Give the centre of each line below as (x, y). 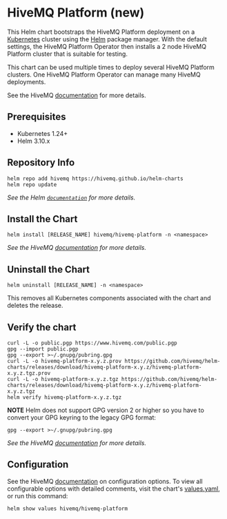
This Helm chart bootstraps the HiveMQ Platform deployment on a (101, 32)
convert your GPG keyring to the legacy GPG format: (82, 418)
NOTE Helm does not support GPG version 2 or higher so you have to (106, 410)
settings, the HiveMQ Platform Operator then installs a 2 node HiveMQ (107, 46)
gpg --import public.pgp (43, 349)
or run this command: (38, 496)
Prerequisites (37, 117)
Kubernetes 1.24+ (42, 133)
